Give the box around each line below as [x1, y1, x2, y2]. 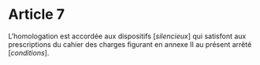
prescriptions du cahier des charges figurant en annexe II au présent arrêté [8, 39, 252, 49]
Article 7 [8, 5, 65, 23]
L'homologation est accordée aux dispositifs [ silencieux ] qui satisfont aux [8, 31, 247, 41]
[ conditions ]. [8, 48, 50, 57]
